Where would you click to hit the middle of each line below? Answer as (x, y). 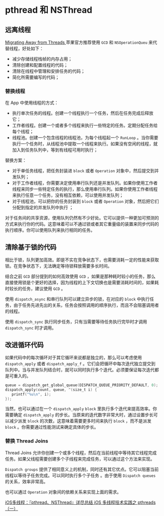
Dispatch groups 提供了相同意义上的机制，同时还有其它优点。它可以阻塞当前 (82, 469)
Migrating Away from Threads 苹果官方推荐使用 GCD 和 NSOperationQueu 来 (79, 42)
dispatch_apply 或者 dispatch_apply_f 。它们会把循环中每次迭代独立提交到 (80, 364)
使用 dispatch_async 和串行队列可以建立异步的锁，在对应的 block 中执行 (77, 299)
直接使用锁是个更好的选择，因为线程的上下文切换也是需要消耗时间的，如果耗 (82, 283)
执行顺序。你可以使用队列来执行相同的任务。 (50, 230)
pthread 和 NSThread (49, 10)
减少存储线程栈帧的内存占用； (42, 59)
